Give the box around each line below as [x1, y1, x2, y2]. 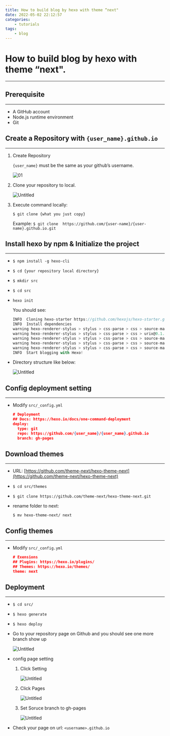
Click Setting [20, 666, 47, 672]
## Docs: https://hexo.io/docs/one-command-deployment [12, 417, 131, 422]
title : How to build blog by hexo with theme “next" [5, 7, 119, 13]
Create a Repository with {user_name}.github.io [5, 134, 158, 143]
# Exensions [12, 555, 38, 560]
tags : [5, 26, 17, 32]
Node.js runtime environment [12, 114, 73, 120]
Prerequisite [5, 90, 45, 99]
